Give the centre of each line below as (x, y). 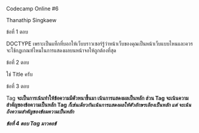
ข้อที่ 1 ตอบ (17, 32)
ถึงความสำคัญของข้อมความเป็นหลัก (40, 112)
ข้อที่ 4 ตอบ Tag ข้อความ (31, 123)
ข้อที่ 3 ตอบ (18, 86)
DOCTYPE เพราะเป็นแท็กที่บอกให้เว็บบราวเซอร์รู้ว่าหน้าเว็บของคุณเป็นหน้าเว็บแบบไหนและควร (99, 44)
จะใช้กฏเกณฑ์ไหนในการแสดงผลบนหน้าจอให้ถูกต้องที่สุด (61, 50)
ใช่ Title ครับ (19, 74)
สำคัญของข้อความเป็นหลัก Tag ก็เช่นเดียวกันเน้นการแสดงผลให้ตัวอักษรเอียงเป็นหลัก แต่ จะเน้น (99, 105)
